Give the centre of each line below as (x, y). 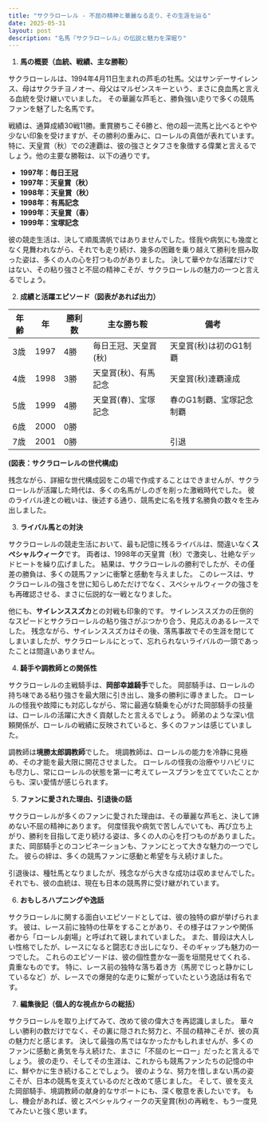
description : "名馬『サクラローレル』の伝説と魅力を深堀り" (98, 38)
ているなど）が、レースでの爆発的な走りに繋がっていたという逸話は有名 (127, 977)
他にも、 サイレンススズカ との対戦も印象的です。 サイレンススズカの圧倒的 (131, 611)
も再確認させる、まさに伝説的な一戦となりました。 (92, 594)
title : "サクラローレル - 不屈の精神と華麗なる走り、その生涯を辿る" (110, 16)
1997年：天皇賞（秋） (56, 183)
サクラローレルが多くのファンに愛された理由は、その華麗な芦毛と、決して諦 (134, 816)
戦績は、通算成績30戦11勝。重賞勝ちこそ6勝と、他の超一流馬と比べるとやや (133, 126)
